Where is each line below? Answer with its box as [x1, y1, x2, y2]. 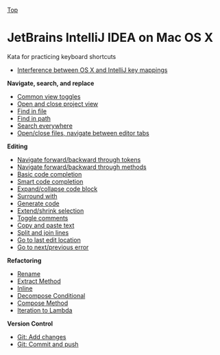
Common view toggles [16, 92, 81, 100]
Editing [7, 142, 28, 150]
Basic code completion [16, 170, 82, 178]
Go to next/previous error [16, 243, 89, 251]
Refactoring [7, 256, 42, 264]
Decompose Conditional [16, 291, 86, 299]
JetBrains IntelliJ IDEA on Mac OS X [7, 30, 214, 45]
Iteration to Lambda [16, 306, 73, 314]
